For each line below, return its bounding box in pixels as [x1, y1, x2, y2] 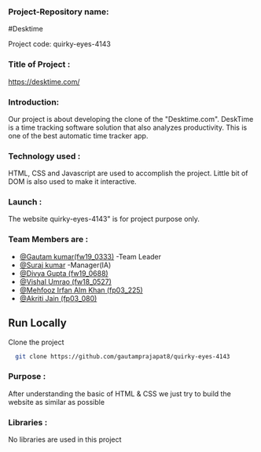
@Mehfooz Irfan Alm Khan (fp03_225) [19, 285, 143, 295]
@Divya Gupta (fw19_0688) [19, 268, 108, 277]
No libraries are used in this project [8, 435, 122, 444]
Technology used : [8, 150, 81, 161]
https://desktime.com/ [8, 77, 80, 86]
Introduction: [8, 97, 60, 108]
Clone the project [8, 337, 64, 347]
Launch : [8, 197, 42, 208]
